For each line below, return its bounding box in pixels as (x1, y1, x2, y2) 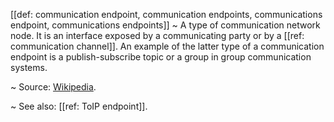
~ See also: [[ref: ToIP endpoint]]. (10, 100, 148, 112)
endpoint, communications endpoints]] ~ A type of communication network (10, 19, 321, 31)
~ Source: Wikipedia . (10, 81, 97, 93)
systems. (10, 62, 48, 73)
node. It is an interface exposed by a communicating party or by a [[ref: (10, 30, 305, 41)
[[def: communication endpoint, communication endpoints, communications (10, 9, 323, 20)
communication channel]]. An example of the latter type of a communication (10, 40, 325, 52)
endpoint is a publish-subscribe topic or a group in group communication (10, 51, 312, 63)
